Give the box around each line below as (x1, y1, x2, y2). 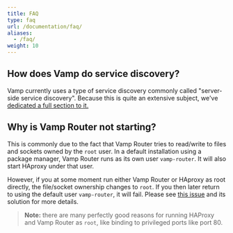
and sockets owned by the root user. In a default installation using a (7, 147, 202, 155)
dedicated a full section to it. (7, 101, 89, 110)
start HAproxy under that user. (7, 162, 95, 170)
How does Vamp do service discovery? (7, 68, 180, 80)
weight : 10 (7, 42, 39, 49)
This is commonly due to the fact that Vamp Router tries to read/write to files (7, 139, 227, 148)
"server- (198, 86, 223, 94)
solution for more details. (7, 197, 79, 205)
